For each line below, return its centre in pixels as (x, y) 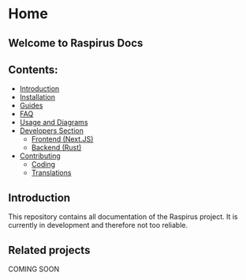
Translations (51, 173)
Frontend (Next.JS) (62, 139)
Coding (43, 165)
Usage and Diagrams (54, 123)
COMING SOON (34, 269)
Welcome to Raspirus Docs (76, 43)
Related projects (49, 250)
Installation (37, 97)
